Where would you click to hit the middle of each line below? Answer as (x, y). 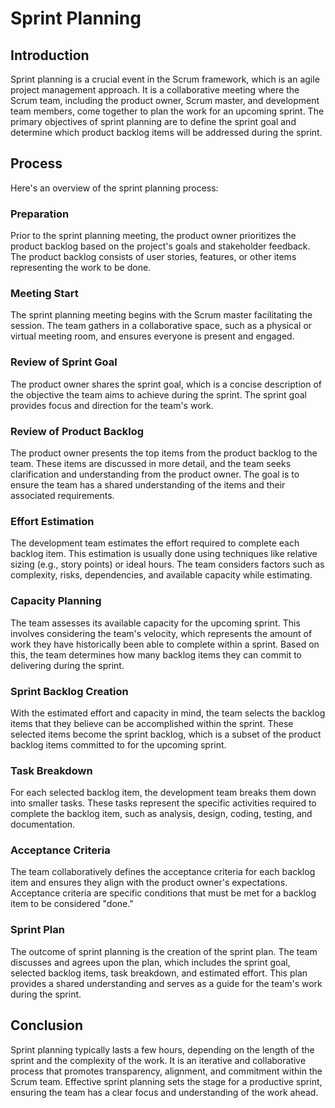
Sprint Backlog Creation (69, 691)
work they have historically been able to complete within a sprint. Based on (165, 644)
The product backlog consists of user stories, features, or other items (153, 257)
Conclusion (47, 1025)
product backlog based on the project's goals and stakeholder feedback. (160, 246)
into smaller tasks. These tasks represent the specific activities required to (163, 803)
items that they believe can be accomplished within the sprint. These (152, 723)
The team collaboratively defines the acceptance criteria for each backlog (163, 872)
